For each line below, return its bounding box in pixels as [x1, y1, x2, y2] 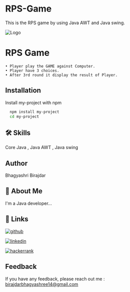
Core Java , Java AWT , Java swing [5, 144, 79, 151]
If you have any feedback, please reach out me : [5, 275, 105, 282]
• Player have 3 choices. [5, 68, 59, 73]
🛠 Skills [5, 128, 31, 137]
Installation [5, 86, 41, 95]
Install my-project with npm [5, 99, 62, 106]
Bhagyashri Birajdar [5, 172, 46, 179]
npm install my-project [10, 109, 59, 114]
